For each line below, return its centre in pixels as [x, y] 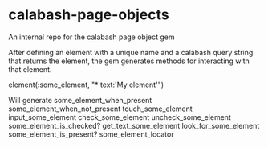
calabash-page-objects [89, 15]
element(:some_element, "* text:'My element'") [86, 85]
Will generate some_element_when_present [80, 100]
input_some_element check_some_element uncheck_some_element [120, 117]
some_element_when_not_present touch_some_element [100, 109]
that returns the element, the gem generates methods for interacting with [129, 61]
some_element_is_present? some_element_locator [91, 134]
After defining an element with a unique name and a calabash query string [131, 52]
